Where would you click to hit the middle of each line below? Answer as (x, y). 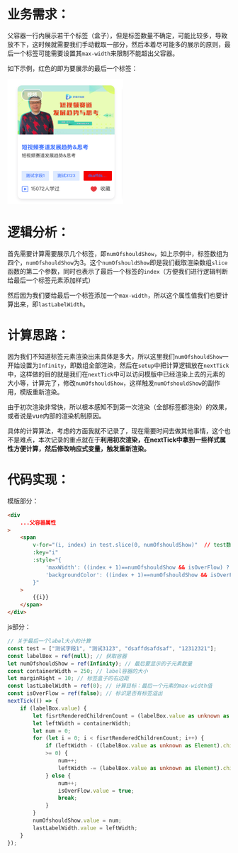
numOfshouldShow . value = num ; (77, 820)
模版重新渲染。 (41, 391)
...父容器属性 (38, 523)
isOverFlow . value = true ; (96, 791)
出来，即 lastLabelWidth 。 (51, 304)
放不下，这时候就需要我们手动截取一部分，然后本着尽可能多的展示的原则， (116, 44)
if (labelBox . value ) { (53, 708)
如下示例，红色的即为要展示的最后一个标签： (73, 68)
